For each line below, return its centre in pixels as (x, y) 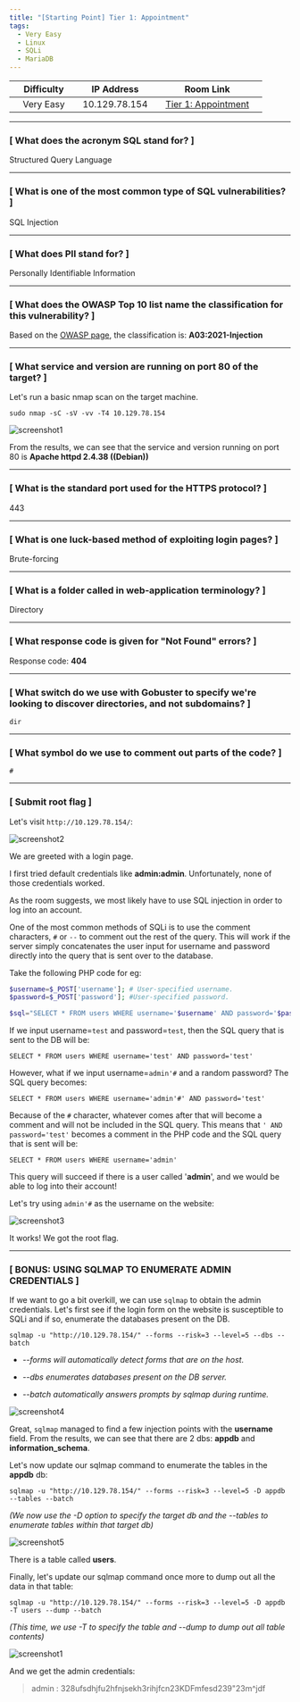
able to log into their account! (63, 1186)
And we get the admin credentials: (72, 1672)
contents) (27, 1637)
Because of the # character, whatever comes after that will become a (136, 1115)
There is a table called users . (63, 1560)
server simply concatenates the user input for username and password (140, 946)
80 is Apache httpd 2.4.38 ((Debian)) (79, 457)
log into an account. (46, 909)
